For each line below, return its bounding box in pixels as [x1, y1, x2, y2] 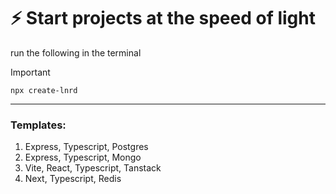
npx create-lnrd [10, 85, 78, 95]
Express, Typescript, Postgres [24, 141, 149, 153]
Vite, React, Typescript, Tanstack [24, 162, 162, 174]
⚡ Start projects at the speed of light [10, 7, 316, 30]
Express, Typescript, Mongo [24, 151, 142, 164]
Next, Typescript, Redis [24, 173, 122, 185]
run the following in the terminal [10, 46, 142, 59]
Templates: [10, 118, 67, 132]
